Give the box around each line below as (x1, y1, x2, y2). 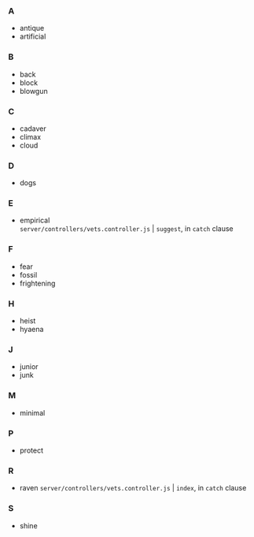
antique (19, 24, 45, 33)
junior (19, 362, 39, 371)
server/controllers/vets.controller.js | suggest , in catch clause (19, 224, 234, 233)
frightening (19, 278, 56, 288)
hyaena (19, 325, 44, 334)
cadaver (19, 124, 47, 133)
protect (19, 446, 43, 455)
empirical (19, 215, 50, 226)
